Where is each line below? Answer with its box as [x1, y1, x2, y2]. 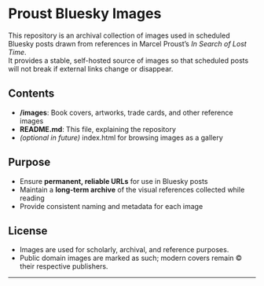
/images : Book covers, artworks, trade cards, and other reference [19, 108, 233, 117]
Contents [8, 87, 55, 101]
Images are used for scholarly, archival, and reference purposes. [19, 245, 229, 255]
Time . [8, 47, 27, 57]
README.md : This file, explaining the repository [19, 124, 177, 134]
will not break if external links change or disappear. [8, 64, 174, 73]
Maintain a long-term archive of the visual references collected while [19, 185, 245, 194]
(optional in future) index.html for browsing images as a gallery [19, 133, 224, 142]
